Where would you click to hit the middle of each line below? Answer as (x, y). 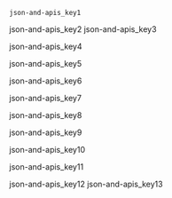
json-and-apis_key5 (46, 63)
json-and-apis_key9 (46, 132)
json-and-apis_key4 (46, 46)
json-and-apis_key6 (46, 81)
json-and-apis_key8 (46, 115)
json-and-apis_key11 (47, 167)
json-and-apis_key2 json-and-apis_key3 (83, 29)
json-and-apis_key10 (47, 150)
